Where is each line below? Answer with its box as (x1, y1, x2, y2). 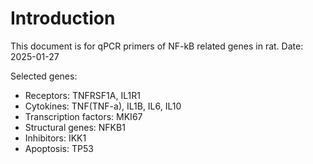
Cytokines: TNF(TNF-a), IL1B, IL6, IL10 (24, 100, 182, 112)
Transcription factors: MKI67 (24, 110, 143, 122)
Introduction (10, 7, 116, 30)
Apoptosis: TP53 (24, 142, 94, 154)
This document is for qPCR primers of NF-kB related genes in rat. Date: (10, 40, 304, 52)
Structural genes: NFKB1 (24, 121, 126, 133)
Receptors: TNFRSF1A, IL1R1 (24, 89, 141, 101)
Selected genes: (10, 70, 78, 82)
